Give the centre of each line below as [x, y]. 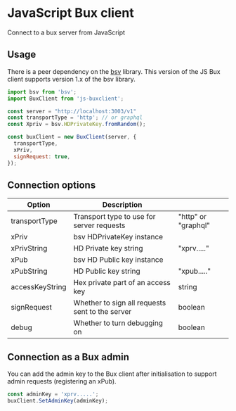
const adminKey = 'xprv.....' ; [53, 394]
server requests [99, 225]
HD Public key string [107, 271]
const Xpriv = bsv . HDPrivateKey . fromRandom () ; [77, 125]
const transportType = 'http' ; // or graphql [75, 118]
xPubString [29, 271]
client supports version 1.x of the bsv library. [71, 79]
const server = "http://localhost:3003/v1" [72, 111]
